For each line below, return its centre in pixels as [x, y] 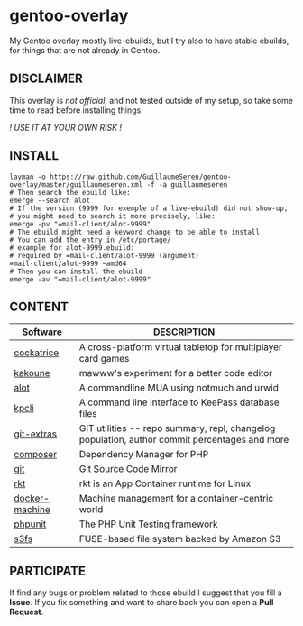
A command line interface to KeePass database [179, 402]
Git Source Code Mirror [128, 469]
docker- [32, 499]
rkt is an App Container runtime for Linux [165, 483]
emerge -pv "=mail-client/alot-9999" [80, 224]
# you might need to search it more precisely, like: [113, 216]
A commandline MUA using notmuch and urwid [179, 388]
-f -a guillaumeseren [187, 184]
